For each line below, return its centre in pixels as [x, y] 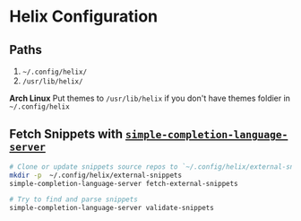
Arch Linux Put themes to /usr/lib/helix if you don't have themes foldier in [150, 98]
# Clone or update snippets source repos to [94, 167]
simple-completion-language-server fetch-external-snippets [124, 183]
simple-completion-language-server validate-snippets [112, 208]
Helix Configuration [84, 17]
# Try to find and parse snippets [74, 199]
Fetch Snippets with [66, 134]
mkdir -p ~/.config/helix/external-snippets [95, 175]
